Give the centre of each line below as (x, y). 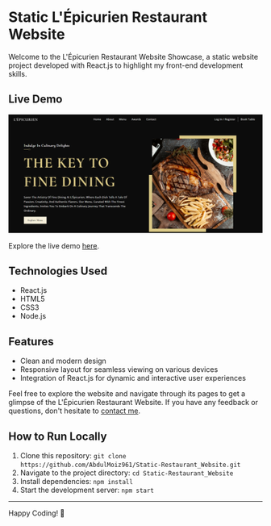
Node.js (33, 316)
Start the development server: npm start (87, 490)
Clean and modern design (63, 361)
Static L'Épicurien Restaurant (108, 17)
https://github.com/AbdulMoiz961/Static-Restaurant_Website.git (130, 465)
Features (31, 342)
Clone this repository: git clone (73, 455)
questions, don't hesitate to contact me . (75, 411)
